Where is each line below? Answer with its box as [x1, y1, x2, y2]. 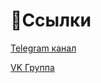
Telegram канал [10, 42, 77, 54]
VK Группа [10, 61, 55, 73]
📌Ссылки [10, 9, 92, 32]
